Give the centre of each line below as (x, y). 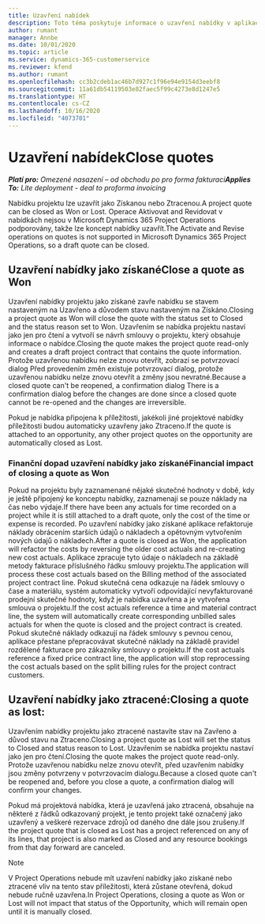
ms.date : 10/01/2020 (42, 45)
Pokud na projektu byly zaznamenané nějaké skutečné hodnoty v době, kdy (131, 490)
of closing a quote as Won (59, 473)
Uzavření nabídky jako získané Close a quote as (127, 270)
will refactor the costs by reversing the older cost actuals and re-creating (127, 549)
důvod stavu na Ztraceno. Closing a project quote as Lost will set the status (129, 739)
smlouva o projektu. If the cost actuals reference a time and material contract (132, 607)
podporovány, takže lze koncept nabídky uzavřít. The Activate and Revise (126, 228)
